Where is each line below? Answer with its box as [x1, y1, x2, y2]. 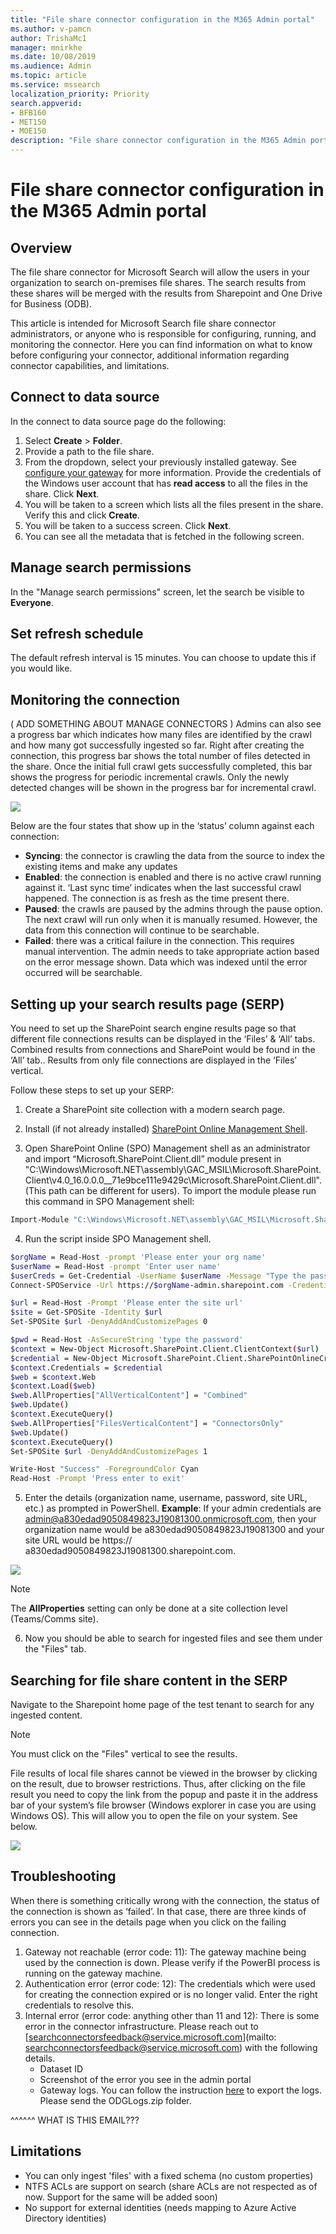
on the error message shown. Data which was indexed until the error [24, 956, 308, 968]
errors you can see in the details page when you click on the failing [10, 1916, 287, 1928]
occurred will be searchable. [24, 967, 143, 979]
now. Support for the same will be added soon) [24, 2191, 218, 2203]
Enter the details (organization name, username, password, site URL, [24, 1492, 308, 1504]
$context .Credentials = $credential [10, 1362, 163, 1373]
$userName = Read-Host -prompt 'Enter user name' [10, 1261, 222, 1271]
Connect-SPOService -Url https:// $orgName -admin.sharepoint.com [10, 1280, 284, 1290]
